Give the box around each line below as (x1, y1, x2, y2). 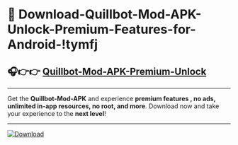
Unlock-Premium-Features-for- (7, 21, 196, 37)
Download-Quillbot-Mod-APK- (18, 6, 202, 23)
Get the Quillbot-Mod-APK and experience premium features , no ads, (7, 95, 216, 103)
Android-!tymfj (7, 37, 98, 52)
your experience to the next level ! (7, 110, 106, 117)
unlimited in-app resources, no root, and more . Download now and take (7, 102, 220, 110)
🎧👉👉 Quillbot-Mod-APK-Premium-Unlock (7, 65, 207, 77)
